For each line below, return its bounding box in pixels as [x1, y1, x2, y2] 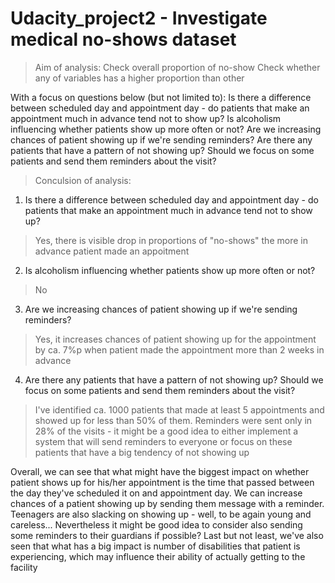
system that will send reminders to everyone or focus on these [34, 435, 293, 447]
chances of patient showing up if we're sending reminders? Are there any [10, 133, 313, 146]
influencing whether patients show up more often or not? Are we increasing [10, 123, 322, 135]
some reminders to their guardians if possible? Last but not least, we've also [10, 529, 324, 541]
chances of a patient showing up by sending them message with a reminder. [10, 497, 325, 509]
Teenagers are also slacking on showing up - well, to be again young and [10, 508, 312, 520]
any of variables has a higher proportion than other [34, 72, 245, 84]
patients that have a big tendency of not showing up [34, 446, 250, 458]
